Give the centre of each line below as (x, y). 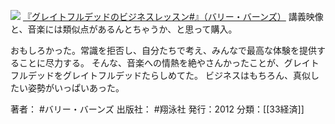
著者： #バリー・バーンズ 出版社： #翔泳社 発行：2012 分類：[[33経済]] (157, 109)
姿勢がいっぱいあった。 (76, 88)
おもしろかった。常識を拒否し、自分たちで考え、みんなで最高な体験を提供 (163, 50)
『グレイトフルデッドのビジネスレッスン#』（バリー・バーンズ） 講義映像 (173, 16)
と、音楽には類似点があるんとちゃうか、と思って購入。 (124, 29)
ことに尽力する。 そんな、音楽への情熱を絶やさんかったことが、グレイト (169, 63)
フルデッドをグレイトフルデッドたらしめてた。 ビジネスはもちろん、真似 (160, 75)
